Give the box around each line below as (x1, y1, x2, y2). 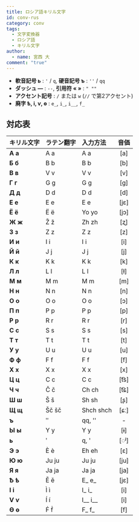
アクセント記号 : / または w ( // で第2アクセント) (15, 92, 134, 99)
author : (6, 48, 26, 55)
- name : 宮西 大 (11, 54, 50, 60)
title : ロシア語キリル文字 (6, 8, 66, 15)
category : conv (6, 20, 45, 26)
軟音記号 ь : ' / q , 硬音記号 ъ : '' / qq (15, 77, 105, 84)
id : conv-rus (6, 15, 39, 21)
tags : (6, 25, 20, 32)
